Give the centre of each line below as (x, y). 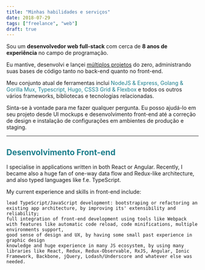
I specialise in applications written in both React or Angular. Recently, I (95, 167)
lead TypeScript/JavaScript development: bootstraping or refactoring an (102, 203)
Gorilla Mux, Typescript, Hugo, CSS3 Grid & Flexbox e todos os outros (94, 90)
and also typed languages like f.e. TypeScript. (64, 180)
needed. (16, 262)
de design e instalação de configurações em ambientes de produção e (95, 121)
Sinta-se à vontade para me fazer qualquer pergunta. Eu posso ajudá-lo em (101, 108)
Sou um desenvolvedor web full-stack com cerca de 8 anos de (87, 46)
